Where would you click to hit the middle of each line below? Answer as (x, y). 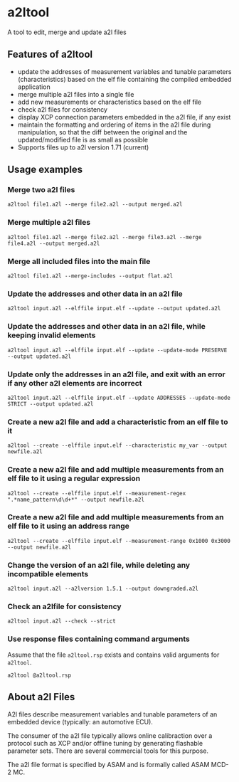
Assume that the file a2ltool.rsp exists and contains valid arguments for (113, 655)
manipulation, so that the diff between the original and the (102, 132)
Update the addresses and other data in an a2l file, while (107, 327)
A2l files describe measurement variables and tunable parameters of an (112, 714)
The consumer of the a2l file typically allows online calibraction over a (110, 735)
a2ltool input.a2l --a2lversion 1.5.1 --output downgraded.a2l (103, 589)
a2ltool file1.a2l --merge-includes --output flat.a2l (90, 276)
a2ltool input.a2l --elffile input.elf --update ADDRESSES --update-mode (119, 398)
